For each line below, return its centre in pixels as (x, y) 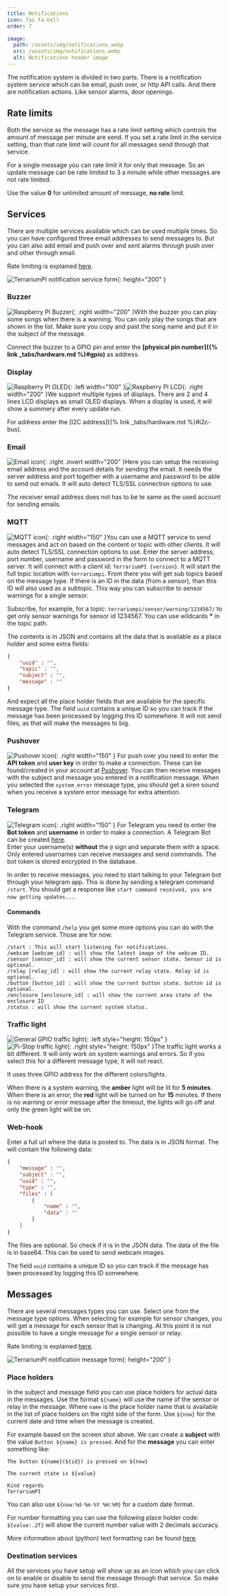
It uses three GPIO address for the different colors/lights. (87, 1075)
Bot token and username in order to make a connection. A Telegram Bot (109, 832)
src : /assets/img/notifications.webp (67, 51)
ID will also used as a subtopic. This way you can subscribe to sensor (105, 588)
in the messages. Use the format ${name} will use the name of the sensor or (113, 1399)
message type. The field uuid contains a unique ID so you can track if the (110, 708)
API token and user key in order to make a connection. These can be (104, 763)
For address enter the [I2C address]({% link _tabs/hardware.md (96, 422)
